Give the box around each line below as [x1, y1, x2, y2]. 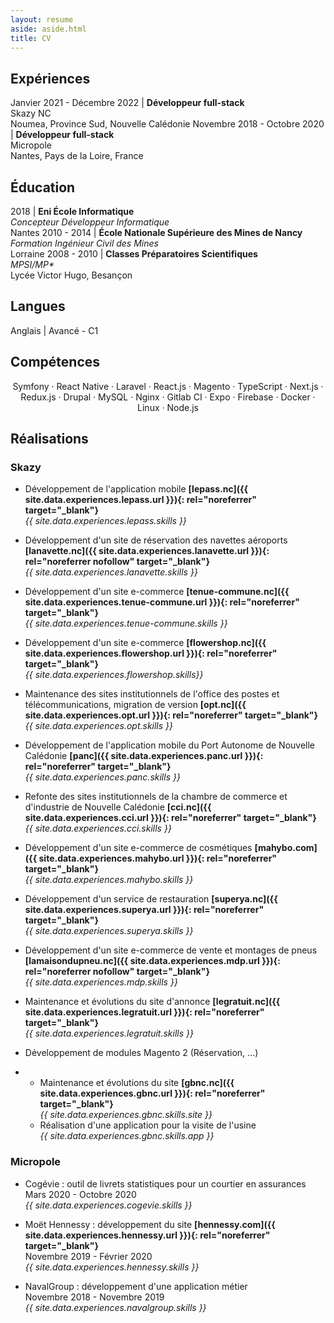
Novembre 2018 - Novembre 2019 [24, 1291, 165, 1303]
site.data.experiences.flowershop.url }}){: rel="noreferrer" [24, 647, 278, 660]
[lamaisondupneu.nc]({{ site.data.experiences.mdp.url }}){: [24, 955, 281, 967]
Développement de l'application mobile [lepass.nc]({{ [24, 483, 249, 495]
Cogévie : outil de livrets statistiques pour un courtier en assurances [24, 1177, 307, 1190]
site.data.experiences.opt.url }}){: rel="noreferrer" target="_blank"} [24, 709, 319, 721]
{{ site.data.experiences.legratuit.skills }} [24, 1027, 194, 1040]
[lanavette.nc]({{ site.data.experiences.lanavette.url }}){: [24, 545, 270, 557]
